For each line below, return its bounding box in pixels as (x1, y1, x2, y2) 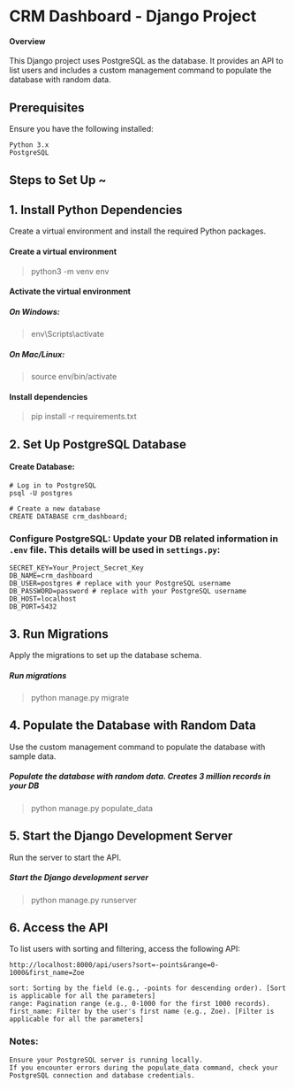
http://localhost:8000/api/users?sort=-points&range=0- (9, 961, 219, 970)
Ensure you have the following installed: (9, 124, 155, 134)
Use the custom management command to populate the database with (9, 741, 266, 752)
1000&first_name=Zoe (9, 969, 86, 978)
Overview (9, 35, 46, 46)
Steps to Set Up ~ (9, 173, 107, 188)
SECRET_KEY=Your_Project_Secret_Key (9, 564, 144, 572)
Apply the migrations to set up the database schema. (9, 650, 201, 661)
